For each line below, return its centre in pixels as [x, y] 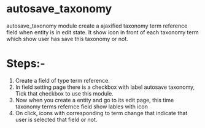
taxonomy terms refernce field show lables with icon [82, 107]
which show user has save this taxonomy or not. [68, 39]
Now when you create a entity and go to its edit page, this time [95, 100]
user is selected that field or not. [56, 119]
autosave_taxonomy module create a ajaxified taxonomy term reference [97, 26]
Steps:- [26, 64]
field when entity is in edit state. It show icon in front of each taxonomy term [102, 32]
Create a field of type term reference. [63, 80]
